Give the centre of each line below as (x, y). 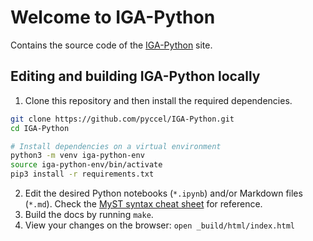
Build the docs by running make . (89, 214)
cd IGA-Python (40, 128)
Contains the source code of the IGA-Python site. (111, 45)
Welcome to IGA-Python (113, 17)
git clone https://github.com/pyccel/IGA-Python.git (122, 119)
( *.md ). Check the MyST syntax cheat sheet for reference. (143, 204)
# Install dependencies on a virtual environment (116, 146)
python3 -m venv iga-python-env (77, 156)
